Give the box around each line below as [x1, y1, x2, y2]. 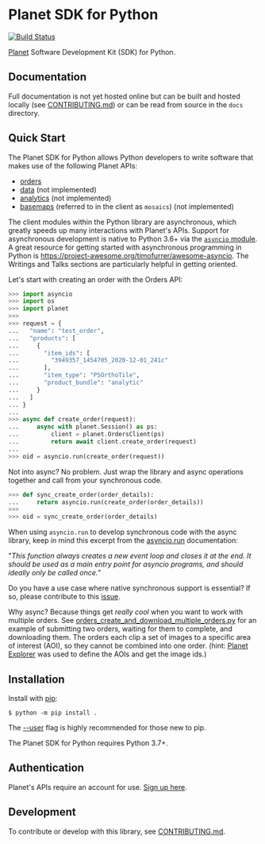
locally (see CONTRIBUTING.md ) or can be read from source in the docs [8, 99, 244, 109]
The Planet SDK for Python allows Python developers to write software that [8, 153, 254, 162]
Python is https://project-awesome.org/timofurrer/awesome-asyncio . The [8, 250, 249, 260]
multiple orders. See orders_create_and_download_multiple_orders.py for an [8, 616, 257, 625]
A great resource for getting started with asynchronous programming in [8, 242, 242, 252]
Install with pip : [8, 694, 58, 703]
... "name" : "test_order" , [8, 327, 105, 335]
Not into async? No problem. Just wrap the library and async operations [8, 467, 244, 476]
